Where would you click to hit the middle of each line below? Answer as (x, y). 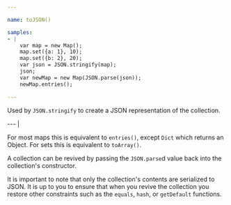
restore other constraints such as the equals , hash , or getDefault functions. (114, 194)
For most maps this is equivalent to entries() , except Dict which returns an (115, 137)
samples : (20, 32)
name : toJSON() (29, 20)
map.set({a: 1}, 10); (51, 52)
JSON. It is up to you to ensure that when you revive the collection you (108, 186)
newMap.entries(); (46, 84)
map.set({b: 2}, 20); (51, 59)
